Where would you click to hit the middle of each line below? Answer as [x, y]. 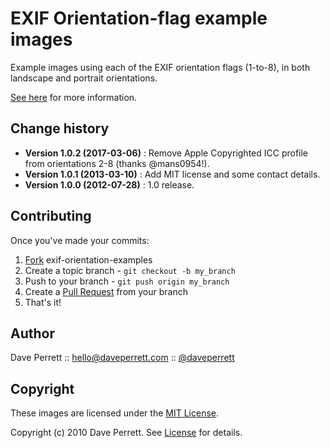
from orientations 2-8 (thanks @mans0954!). [117, 163]
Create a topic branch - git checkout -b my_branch [130, 270]
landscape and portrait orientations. [84, 78]
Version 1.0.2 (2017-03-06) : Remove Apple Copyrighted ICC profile [166, 153]
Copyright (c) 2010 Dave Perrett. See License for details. [126, 433]
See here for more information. [74, 97]
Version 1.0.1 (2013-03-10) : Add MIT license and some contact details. [172, 174]
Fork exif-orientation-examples [88, 259]
